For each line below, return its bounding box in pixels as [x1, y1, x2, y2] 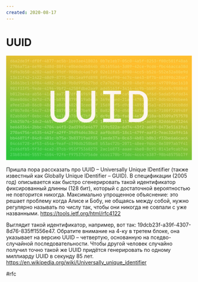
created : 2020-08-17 [6, 9, 57, 15]
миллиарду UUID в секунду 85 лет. [6, 253, 94, 260]
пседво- [150, 234, 171, 241]
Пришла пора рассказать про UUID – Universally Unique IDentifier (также [6, 166, 189, 173]
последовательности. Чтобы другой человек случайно [34, 240, 173, 247]
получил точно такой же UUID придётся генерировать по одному [6, 247, 171, 254]
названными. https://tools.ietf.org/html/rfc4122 [6, 210, 121, 217]
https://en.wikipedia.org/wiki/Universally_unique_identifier [6, 259, 147, 266]
